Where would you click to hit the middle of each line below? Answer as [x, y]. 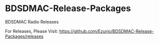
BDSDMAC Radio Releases [32, 22]
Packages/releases [24, 36]
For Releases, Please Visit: [32, 31]
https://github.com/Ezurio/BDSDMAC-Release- [107, 31]
